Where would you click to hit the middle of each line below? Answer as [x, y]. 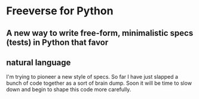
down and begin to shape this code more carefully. [69, 89]
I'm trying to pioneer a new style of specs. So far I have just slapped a [92, 77]
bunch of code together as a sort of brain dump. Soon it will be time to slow [99, 83]
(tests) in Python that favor [57, 42]
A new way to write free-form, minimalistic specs [100, 33]
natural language [39, 62]
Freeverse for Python [60, 11]
